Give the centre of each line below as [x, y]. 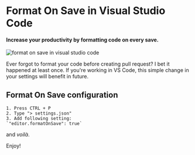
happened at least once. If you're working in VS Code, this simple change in [97, 70]
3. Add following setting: [39, 119]
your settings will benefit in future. [47, 77]
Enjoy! [14, 146]
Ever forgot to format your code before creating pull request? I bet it [88, 64]
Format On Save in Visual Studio [86, 11]
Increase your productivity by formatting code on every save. [83, 40]
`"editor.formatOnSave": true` [44, 124]
